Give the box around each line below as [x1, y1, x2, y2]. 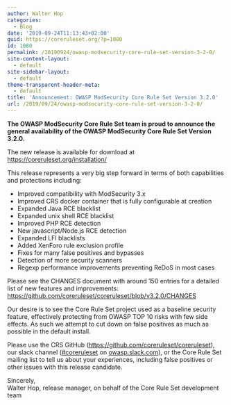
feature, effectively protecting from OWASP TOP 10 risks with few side [7, 312, 208, 320]
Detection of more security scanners [17, 256, 123, 264]
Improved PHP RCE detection [17, 219, 101, 227]
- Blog [13, 23, 33, 30]
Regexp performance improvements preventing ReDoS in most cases [17, 263, 215, 272]
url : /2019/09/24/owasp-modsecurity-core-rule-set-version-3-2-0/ [7, 101, 203, 108]
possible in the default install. [7, 327, 92, 336]
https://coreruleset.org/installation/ [7, 155, 108, 163]
